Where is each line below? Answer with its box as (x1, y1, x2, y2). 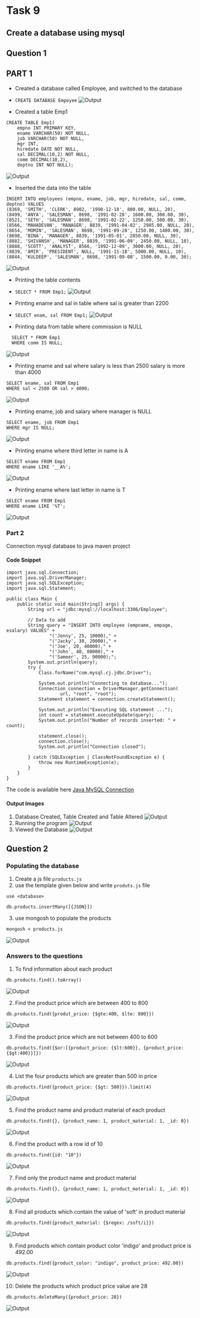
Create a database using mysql (6, 28, 125, 38)
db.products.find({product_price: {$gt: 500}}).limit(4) (6, 1084, 152, 1091)
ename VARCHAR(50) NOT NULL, (17, 130, 90, 136)
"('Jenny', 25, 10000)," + (49, 633, 117, 639)
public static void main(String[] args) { (17, 601, 125, 607)
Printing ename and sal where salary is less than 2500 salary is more (14, 362, 186, 369)
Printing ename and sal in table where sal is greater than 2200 (14, 299, 169, 306)
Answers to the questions (6, 952, 83, 960)
